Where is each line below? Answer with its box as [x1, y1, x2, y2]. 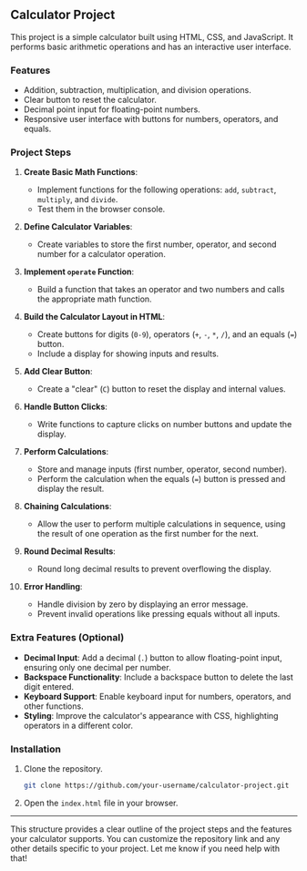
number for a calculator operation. [36, 249, 167, 260]
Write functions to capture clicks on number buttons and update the [36, 419, 292, 430]
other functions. [23, 701, 85, 712]
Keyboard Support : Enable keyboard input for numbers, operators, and [23, 691, 292, 702]
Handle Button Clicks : [23, 401, 108, 413]
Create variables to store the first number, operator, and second [36, 239, 277, 250]
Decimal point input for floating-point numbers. [23, 104, 201, 115]
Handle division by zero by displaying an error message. [36, 599, 249, 610]
